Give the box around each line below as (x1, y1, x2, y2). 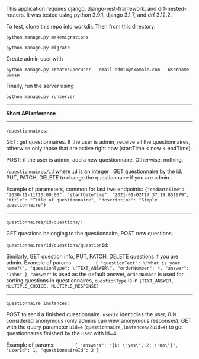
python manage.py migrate (6, 45, 70, 51)
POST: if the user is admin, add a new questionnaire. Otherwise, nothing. (6, 156, 184, 163)
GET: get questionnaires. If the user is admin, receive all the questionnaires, (6, 138, 191, 145)
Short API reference (6, 110, 56, 116)
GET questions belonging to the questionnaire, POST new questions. (6, 230, 174, 237)
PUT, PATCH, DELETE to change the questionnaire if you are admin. (6, 174, 171, 181)
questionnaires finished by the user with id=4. (6, 330, 118, 336)
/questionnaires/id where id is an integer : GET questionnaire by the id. (6, 168, 182, 175)
